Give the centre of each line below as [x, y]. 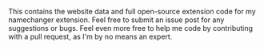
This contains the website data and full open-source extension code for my [132, 11]
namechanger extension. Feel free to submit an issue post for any [116, 20]
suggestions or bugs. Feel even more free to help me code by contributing [131, 28]
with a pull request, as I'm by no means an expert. [90, 36]
